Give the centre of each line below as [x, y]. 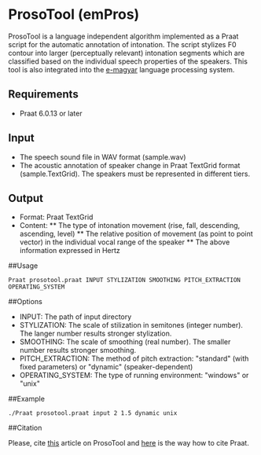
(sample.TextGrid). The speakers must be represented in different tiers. [134, 174]
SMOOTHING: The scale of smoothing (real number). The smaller [125, 342]
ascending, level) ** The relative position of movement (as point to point [136, 234]
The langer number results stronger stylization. [96, 334]
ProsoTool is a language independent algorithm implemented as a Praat [123, 36]
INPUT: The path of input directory [75, 317]
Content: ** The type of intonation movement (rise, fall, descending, [130, 226]
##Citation [25, 428]
